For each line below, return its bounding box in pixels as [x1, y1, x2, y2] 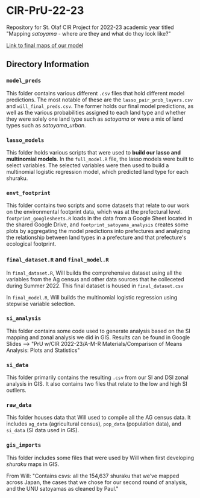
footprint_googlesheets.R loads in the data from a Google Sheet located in [6, 215, 193, 222]
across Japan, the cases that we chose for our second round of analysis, [6, 478, 187, 486]
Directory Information [6, 59, 89, 69]
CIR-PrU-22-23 [6, 4, 84, 18]
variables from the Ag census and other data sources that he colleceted [6, 275, 185, 283]
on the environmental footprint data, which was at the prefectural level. [6, 208, 183, 215]
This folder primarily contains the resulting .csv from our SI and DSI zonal [6, 374, 189, 381]
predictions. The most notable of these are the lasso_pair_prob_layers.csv [6, 96, 193, 103]
